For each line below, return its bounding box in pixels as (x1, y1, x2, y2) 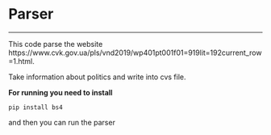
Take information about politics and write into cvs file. (8, 72, 186, 82)
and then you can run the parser (8, 117, 115, 127)
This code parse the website (8, 39, 103, 49)
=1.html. (8, 56, 35, 65)
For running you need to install (8, 87, 113, 97)
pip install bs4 (8, 103, 63, 112)
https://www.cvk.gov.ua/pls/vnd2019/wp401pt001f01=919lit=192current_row (8, 48, 262, 57)
